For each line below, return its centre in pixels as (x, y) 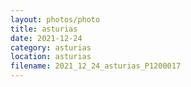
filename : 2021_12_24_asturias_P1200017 (96, 66)
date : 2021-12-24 (46, 38)
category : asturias (51, 47)
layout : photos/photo (55, 19)
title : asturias (44, 29)
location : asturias (51, 57)
